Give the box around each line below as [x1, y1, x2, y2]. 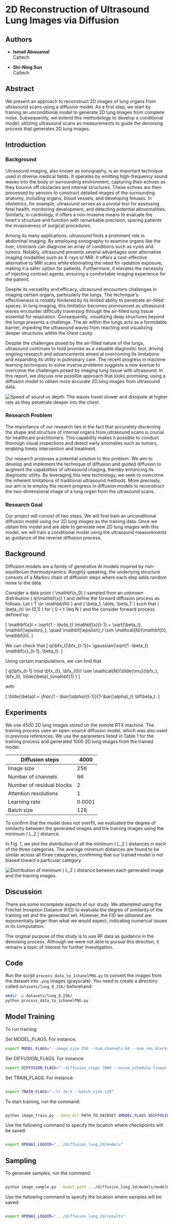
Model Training [5, 1012, 55, 1021]
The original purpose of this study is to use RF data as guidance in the [5, 933, 154, 939]
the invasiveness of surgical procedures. [5, 222, 92, 229]
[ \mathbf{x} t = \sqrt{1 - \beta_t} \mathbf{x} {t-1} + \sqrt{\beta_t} [5, 622, 141, 628]
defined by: [5, 611, 30, 617]
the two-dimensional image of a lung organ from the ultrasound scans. [5, 488, 155, 494]
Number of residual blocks [8, 781, 72, 788]
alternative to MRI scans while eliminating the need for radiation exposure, [5, 260, 163, 266]
